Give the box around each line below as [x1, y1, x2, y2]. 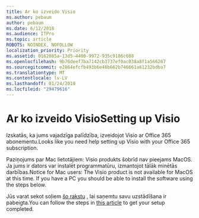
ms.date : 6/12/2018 [6, 25, 55, 32]
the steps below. [6, 181, 46, 188]
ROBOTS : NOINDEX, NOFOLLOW [6, 42, 73, 48]
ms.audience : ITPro [6, 31, 55, 37]
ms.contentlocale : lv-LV [6, 75, 68, 81]
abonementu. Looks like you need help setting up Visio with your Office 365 [6, 138, 191, 145]
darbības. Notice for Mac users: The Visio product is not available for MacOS [6, 168, 193, 176]
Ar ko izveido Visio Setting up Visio [6, 112, 181, 126]
